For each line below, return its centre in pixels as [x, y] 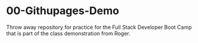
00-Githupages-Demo [63, 11]
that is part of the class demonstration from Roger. [68, 33]
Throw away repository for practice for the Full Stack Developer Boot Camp [99, 27]
